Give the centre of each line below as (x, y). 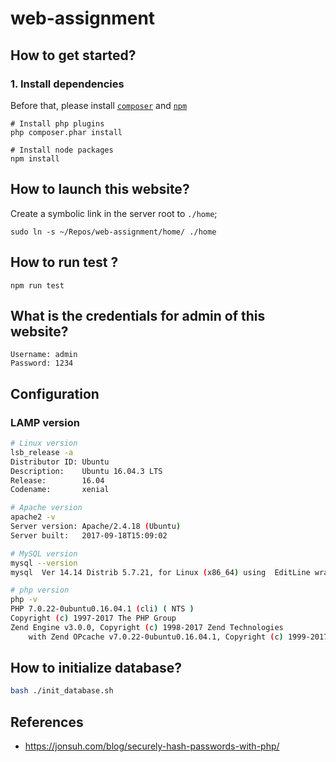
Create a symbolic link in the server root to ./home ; (114, 213)
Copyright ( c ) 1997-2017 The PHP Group (93, 618)
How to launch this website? (100, 189)
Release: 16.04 (57, 480)
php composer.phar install (66, 132)
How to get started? (73, 55)
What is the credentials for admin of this (138, 315)
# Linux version (44, 443)
